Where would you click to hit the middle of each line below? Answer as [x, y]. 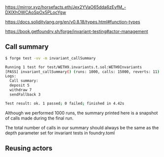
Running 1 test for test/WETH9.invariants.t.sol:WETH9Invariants [73, 67]
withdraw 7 [21, 90]
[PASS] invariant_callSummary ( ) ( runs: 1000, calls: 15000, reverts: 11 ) [82, 72]
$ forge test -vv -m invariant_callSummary [50, 58]
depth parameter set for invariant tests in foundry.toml [60, 133]
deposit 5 [19, 86]
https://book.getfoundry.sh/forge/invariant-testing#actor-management [77, 31]
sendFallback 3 [25, 94]
